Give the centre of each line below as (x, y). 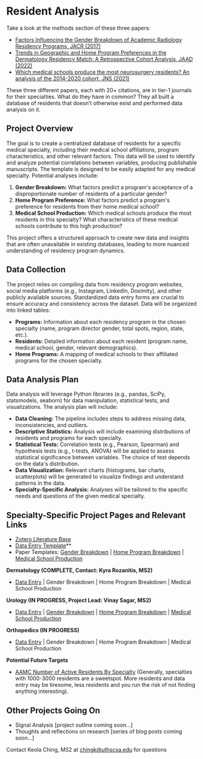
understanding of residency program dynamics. (66, 251)
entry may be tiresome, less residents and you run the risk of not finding (105, 685)
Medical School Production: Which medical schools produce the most (103, 213)
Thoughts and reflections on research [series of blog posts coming (98, 731)
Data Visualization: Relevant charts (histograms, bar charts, (90, 470)
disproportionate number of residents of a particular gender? (91, 194)
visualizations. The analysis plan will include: (62, 407)
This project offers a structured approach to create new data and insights (98, 237)
